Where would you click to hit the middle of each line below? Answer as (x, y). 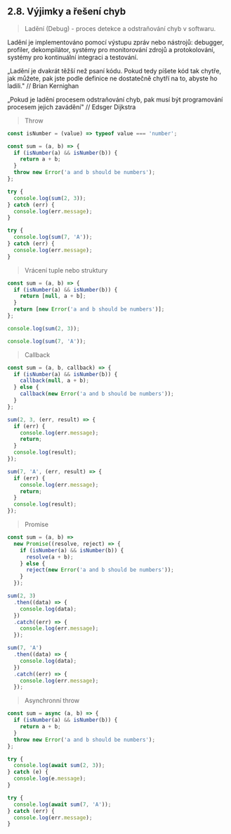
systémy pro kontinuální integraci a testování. (73, 57)
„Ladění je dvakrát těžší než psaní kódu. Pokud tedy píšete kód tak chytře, (114, 70)
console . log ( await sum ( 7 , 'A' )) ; (62, 804)
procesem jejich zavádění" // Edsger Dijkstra (72, 107)
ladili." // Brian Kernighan (43, 86)
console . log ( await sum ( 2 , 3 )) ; (59, 766)
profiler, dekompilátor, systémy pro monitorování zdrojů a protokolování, (111, 49)
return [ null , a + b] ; (53, 296)
